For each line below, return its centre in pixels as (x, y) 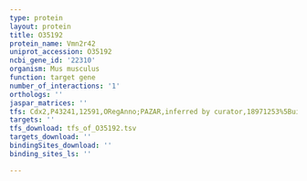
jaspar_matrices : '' (49, 103)
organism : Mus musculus (55, 69)
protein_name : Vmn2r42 (53, 43)
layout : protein (40, 27)
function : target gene (53, 78)
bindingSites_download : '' (61, 145)
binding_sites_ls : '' (51, 154)
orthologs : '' (37, 94)
